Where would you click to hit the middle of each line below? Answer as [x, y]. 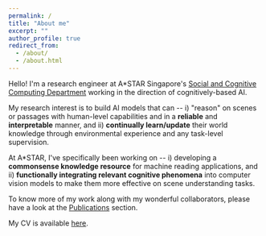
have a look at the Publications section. [73, 207]
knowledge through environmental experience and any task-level [116, 133]
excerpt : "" [28, 31]
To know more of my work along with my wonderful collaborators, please [129, 199]
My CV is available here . [48, 223]
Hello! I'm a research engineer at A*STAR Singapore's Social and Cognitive [133, 83]
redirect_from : [34, 46]
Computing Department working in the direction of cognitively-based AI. [128, 92]
